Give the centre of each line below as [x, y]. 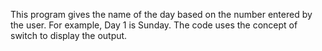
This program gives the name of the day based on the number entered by [161, 14]
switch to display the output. [69, 35]
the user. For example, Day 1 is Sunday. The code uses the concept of [154, 25]
